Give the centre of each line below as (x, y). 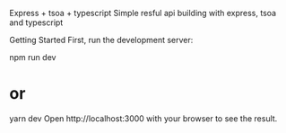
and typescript (36, 22)
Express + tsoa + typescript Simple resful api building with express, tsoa (143, 13)
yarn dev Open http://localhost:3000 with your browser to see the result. (143, 118)
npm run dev (33, 57)
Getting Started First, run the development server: (101, 40)
